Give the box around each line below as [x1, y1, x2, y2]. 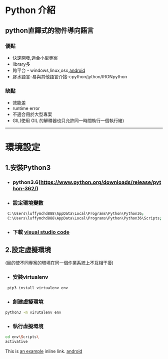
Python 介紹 [5, 5, 56, 16]
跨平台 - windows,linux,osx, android [12, 67, 85, 73]
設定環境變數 [12, 199, 43, 206]
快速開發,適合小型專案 [12, 55, 58, 61]
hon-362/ [12, 185, 36, 192]
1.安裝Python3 [5, 163, 51, 172]
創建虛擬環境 [12, 298, 43, 305]
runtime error [12, 105, 40, 111]
